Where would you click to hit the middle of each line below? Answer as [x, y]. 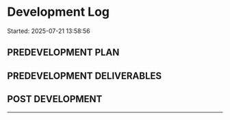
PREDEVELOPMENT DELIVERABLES [85, 76]
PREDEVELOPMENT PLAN [63, 52]
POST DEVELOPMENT [55, 99]
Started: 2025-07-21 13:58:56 [49, 31]
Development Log [59, 12]
